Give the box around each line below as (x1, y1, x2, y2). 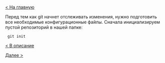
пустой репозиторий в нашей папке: (5, 24, 83, 30)
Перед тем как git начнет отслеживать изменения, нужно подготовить (5, 14, 157, 19)
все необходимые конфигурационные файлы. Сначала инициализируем (5, 19, 160, 25)
